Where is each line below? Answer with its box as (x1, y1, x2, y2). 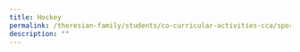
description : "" (9, 29, 70, 38)
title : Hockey (9, 12, 62, 22)
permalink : (9, 21, 50, 30)
